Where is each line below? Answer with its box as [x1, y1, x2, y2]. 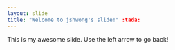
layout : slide [7, 10, 48, 17]
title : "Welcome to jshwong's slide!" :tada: [7, 16, 140, 23]
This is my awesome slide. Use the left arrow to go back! [7, 35, 169, 43]
